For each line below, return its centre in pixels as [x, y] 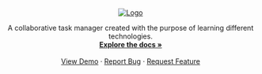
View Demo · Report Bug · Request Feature [131, 61]
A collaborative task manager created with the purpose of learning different [131, 28]
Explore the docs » [131, 44]
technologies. [131, 36]
